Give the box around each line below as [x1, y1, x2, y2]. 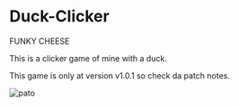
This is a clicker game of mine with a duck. [9, 53, 168, 63]
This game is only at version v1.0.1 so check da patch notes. [9, 70, 231, 81]
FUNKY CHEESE [9, 36, 70, 46]
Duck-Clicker [9, 6, 110, 27]
